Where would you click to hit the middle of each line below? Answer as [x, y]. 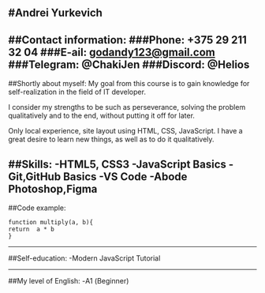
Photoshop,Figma [53, 189]
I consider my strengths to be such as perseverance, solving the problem [127, 107]
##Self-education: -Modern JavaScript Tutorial [84, 258]
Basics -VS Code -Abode [125, 177]
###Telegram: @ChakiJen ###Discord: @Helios [129, 64]
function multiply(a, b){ [50, 223]
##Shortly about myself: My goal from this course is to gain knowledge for [129, 84]
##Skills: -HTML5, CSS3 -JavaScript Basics [118, 164]
